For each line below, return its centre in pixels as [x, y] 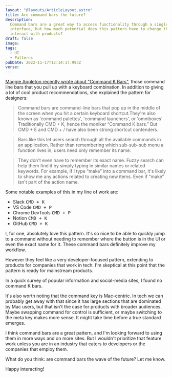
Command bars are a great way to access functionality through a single [89, 24]
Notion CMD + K [30, 218]
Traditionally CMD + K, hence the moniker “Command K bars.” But [88, 124]
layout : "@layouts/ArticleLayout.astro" [49, 10]
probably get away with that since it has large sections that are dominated [83, 301]
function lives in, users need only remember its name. [74, 150]
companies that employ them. [37, 349]
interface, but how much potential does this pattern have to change [85, 29]
